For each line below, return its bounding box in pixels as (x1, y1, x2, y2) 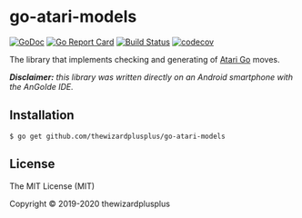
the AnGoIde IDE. (9, 81, 75, 92)
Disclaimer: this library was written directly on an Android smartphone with (9, 71, 294, 83)
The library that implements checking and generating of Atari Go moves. (9, 54, 280, 64)
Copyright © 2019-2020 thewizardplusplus (9, 198, 171, 209)
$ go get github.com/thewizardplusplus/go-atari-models (9, 132, 226, 141)
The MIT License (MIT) (9, 180, 96, 192)
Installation (9, 107, 75, 124)
